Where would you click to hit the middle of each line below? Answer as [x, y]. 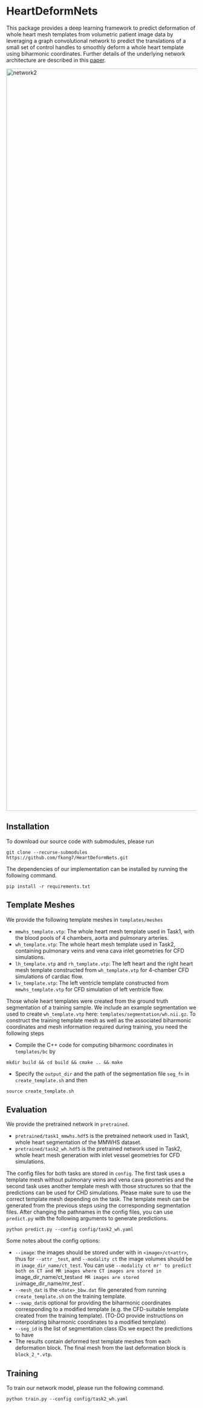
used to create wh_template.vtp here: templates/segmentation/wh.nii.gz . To [101, 1014]
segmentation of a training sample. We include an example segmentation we [101, 1007]
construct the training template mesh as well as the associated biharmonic [99, 1020]
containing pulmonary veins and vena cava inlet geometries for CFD [99, 950]
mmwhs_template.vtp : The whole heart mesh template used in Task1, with [105, 931]
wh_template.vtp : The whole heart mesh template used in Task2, [95, 944]
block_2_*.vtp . [34, 1354]
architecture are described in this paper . [56, 60]
